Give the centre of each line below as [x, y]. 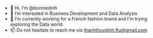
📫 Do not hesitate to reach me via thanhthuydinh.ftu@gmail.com [79, 30]
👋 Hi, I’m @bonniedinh [34, 8]
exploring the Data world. [37, 24]
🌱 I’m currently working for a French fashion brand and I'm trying [79, 19]
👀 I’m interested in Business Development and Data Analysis [74, 13]
